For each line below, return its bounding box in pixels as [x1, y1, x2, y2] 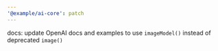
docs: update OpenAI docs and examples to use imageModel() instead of [7, 29, 211, 37]
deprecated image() [7, 35, 63, 44]
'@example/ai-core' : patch [7, 10, 84, 17]
